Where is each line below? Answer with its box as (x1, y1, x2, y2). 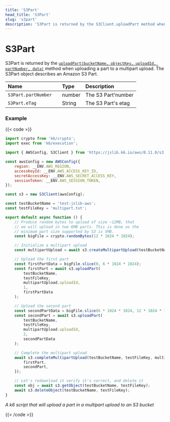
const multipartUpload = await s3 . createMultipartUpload (14, 248, 137, 253)
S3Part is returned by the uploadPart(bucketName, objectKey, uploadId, (5, 60, 156, 66)
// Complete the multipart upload (14, 350, 87, 355)
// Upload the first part (14, 257, 69, 262)
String (62, 100, 77, 107)
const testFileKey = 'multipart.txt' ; (5, 206, 87, 211)
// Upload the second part (14, 303, 71, 309)
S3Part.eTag (8, 100, 37, 106)
